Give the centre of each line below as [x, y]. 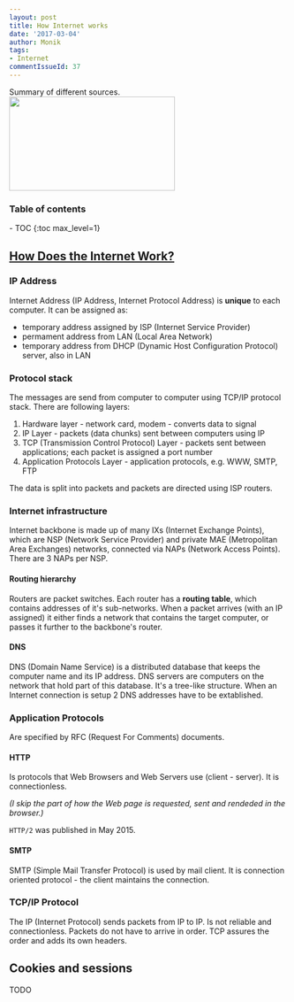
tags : [19, 50]
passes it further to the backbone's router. [86, 627]
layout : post [33, 17]
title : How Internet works [59, 26]
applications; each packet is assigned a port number [117, 452]
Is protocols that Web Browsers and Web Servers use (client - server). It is [144, 777]
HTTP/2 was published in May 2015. [72, 830]
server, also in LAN [56, 355]
